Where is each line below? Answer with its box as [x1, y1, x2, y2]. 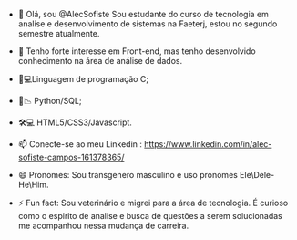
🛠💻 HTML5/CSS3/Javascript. [17, 117, 132, 128]
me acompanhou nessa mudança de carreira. [17, 220, 189, 231]
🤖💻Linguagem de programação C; [17, 74, 148, 84]
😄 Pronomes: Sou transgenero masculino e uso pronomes [17, 170, 239, 180]
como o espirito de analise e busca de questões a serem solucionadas [17, 211, 282, 221]
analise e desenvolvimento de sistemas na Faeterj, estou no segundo [17, 18, 278, 29]
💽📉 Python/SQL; [17, 96, 82, 106]
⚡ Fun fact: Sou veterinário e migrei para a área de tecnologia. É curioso [17, 197, 289, 208]
